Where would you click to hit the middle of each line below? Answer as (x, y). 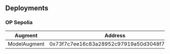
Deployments (27, 8)
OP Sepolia (19, 22)
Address (115, 35)
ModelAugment (26, 43)
